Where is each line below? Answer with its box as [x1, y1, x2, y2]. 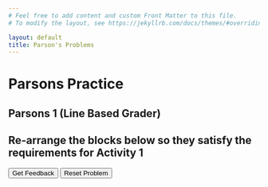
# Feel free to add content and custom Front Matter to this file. [8, 11, 238, 20]
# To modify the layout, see [8, 19, 105, 27]
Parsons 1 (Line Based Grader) [8, 107, 161, 120]
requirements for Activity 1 [8, 146, 144, 160]
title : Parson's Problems [8, 41, 94, 49]
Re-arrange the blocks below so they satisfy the [8, 134, 252, 147]
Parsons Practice [8, 75, 124, 93]
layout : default [8, 33, 62, 41]
